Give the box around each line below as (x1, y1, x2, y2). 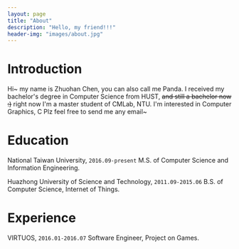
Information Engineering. (7, 163, 80, 172)
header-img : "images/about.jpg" (7, 30, 103, 38)
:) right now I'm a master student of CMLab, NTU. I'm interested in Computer (7, 100, 232, 108)
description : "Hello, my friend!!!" (7, 24, 116, 31)
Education (7, 133, 69, 148)
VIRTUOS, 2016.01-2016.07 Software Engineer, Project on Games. (7, 233, 200, 243)
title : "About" (7, 17, 53, 24)
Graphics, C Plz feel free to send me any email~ (7, 108, 147, 116)
